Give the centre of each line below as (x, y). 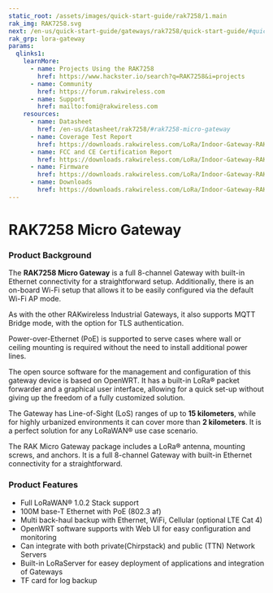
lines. (17, 356)
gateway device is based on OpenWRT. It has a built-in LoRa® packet (124, 381)
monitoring (38, 537)
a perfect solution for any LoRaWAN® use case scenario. (103, 431)
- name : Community (61, 84)
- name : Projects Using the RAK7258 (92, 69)
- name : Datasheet (61, 122)
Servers (33, 554)
